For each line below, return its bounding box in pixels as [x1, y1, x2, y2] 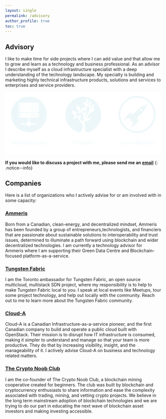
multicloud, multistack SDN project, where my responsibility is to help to [5, 282, 152, 288]
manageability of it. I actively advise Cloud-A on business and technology [5, 348, 155, 354]
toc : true [5, 24, 26, 29]
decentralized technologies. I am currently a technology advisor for [5, 242, 143, 248]
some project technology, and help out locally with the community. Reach [5, 293, 155, 299]
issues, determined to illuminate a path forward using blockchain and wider [5, 237, 159, 243]
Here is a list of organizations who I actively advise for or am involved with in [5, 192, 162, 198]
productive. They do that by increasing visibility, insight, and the [5, 342, 136, 348]
